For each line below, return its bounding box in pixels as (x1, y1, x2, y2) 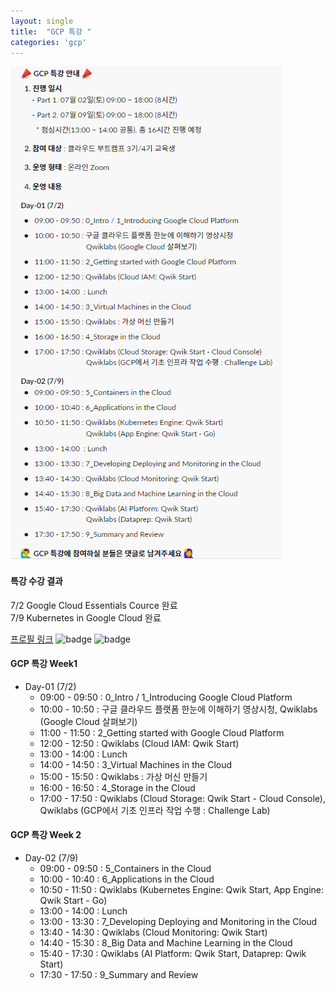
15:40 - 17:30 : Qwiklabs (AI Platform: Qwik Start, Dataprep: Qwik (39, 947, 307, 959)
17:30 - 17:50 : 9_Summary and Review (39, 968, 199, 980)
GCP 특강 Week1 (10, 658, 78, 670)
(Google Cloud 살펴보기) (39, 715, 138, 727)
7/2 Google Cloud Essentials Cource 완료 (10, 599, 178, 611)
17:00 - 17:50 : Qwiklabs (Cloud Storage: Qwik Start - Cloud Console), (39, 792, 327, 804)
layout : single (10, 16, 74, 26)
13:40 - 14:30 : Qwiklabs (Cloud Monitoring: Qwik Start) (39, 926, 268, 938)
